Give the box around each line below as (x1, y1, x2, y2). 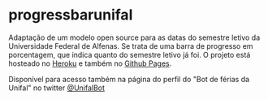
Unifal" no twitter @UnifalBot (8, 83, 106, 93)
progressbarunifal (8, 6, 133, 24)
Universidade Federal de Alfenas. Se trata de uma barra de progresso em (8, 41, 253, 50)
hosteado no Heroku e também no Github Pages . (8, 59, 172, 68)
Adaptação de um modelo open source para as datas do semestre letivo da (8, 33, 261, 42)
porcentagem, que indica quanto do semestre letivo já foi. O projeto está (8, 50, 251, 59)
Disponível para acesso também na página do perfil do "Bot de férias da (8, 74, 250, 84)
